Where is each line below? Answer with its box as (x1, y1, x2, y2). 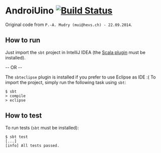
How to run (5, 36, 41, 44)
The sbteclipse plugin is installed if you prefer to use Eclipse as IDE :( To (5, 74, 156, 80)
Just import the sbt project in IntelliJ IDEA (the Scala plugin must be (5, 49, 146, 55)
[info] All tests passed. (5, 143, 59, 148)
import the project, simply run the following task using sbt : (5, 79, 126, 85)
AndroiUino (5, 5, 54, 16)
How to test (5, 111, 42, 120)
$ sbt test (5, 134, 28, 139)
